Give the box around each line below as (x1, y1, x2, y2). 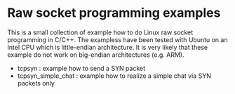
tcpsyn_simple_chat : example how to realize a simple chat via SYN (17, 72, 212, 80)
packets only (17, 79, 55, 87)
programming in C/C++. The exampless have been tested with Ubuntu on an (7, 35, 228, 43)
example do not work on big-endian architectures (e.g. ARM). (7, 51, 184, 59)
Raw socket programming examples (7, 5, 221, 21)
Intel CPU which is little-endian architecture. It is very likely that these (7, 43, 208, 51)
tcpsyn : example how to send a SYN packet (17, 64, 146, 72)
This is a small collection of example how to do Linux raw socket (7, 28, 194, 36)
